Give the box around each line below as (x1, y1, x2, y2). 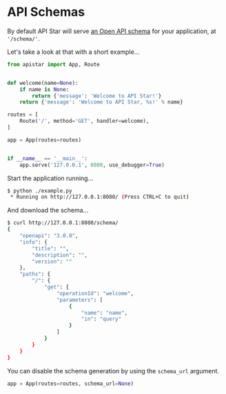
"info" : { (19, 239, 48, 246)
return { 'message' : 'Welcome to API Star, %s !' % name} (19, 99, 184, 106)
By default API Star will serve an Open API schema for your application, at (7, 27, 216, 35)
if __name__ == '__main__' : (7, 155, 88, 162)
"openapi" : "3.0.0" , (19, 233, 79, 239)
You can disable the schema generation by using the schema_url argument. (7, 366, 219, 375)
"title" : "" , (32, 245, 70, 252)
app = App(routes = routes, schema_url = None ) (7, 380, 134, 387)
